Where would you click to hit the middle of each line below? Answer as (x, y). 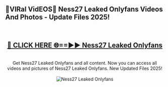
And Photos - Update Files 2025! (58, 17)
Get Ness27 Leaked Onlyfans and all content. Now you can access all (85, 63)
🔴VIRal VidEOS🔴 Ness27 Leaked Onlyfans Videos (84, 9)
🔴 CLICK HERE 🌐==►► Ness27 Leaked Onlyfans (85, 45)
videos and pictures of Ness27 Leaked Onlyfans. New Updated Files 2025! (85, 68)
